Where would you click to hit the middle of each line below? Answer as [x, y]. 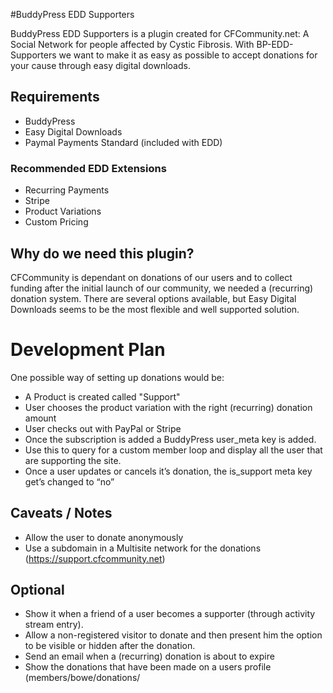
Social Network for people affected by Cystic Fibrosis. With [132, 44]
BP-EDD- [275, 44]
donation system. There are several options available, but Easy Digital [153, 298]
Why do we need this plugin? [102, 253]
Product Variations [63, 211]
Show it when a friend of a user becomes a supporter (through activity [170, 614]
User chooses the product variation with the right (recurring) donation [168, 407]
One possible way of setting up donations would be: [117, 377]
